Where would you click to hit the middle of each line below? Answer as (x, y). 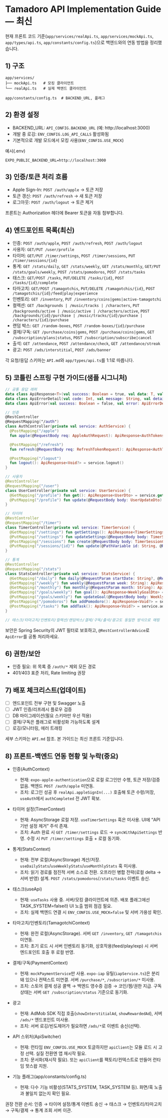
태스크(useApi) (27, 889)
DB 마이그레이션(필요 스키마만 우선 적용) (52, 715)
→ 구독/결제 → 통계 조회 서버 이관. (39, 1110)
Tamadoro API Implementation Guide (83, 9)
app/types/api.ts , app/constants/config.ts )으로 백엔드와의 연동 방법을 (77, 42)
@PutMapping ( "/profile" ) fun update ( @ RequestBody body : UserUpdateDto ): (87, 500)
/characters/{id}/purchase (40, 320)
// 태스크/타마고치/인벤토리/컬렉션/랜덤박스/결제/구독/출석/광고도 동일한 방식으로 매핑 (82, 620)
